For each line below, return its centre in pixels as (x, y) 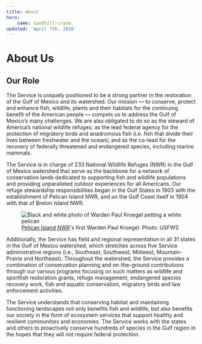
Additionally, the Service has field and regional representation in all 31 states (101, 240)
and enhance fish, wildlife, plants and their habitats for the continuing (92, 108)
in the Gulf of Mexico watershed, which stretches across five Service (92, 246)
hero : (13, 18)
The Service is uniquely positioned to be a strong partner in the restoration (99, 95)
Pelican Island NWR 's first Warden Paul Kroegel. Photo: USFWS (100, 228)
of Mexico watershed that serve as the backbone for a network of (88, 171)
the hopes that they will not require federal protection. (73, 334)
